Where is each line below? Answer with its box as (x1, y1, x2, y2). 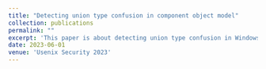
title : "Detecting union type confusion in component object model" (8, 11, 239, 20)
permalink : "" (8, 26, 55, 34)
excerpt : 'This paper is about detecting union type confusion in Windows (8, 33, 260, 42)
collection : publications (8, 19, 93, 27)
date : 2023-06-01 (8, 41, 66, 49)
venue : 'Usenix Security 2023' (8, 48, 112, 56)
